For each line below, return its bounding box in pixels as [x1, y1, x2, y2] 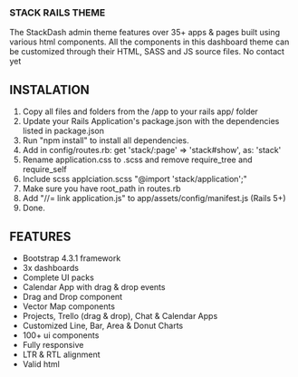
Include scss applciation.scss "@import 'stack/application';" [22, 174, 247, 185]
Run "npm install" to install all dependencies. [22, 135, 190, 146]
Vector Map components [22, 301, 116, 312]
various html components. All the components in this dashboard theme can [9, 36, 290, 47]
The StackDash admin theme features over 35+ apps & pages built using [9, 27, 281, 38]
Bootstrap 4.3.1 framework [22, 252, 121, 264]
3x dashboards [22, 262, 80, 273]
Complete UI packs [22, 272, 95, 283]
